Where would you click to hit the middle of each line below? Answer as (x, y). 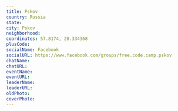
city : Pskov (21, 28)
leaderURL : (19, 88)
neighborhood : (23, 33)
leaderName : (21, 83)
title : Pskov (22, 11)
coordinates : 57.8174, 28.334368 (47, 39)
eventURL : (18, 77)
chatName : (18, 60)
